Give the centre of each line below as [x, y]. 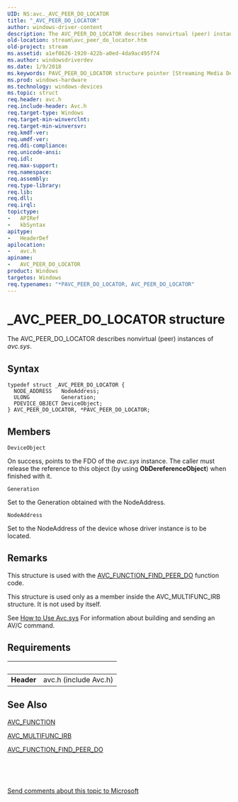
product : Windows [33, 271]
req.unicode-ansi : [34, 152]
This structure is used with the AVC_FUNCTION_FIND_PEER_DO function [113, 575]
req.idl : [20, 159]
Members [29, 431]
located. [19, 536]
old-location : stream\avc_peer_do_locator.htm [77, 40]
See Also [27, 705]
